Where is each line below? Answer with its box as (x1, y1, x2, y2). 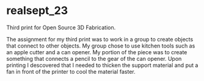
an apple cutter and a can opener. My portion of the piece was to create (6, 48, 188, 55)
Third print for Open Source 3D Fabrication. (6, 24, 116, 31)
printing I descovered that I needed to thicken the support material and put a (6, 62, 199, 69)
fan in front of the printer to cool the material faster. (6, 68, 136, 75)
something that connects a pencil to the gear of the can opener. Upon (6, 55, 182, 62)
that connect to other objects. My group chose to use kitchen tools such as (6, 42, 195, 49)
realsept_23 (6, 4, 68, 18)
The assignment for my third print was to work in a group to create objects (6, 35, 194, 43)
